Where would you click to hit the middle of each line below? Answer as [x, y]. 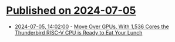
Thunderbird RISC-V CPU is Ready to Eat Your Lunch [78, 32]
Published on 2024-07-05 [71, 11]
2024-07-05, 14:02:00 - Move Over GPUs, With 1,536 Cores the [92, 26]
